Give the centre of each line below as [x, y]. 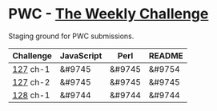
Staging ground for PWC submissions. [71, 36]
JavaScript [81, 55]
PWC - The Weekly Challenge [108, 14]
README [166, 55]
